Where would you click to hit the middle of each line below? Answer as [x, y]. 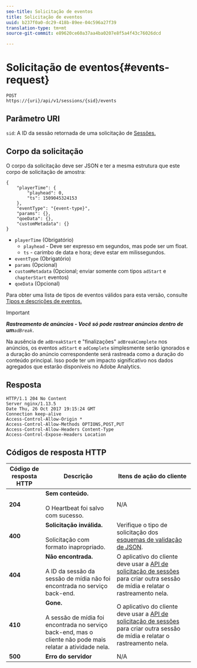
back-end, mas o [69, 632]
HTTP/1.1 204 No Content [36, 398]
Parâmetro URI [33, 119]
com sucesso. [64, 516]
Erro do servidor [69, 657]
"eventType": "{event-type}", [54, 208]
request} [28, 80]
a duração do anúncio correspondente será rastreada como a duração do [95, 354]
